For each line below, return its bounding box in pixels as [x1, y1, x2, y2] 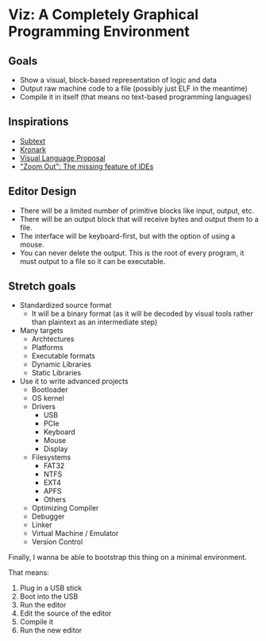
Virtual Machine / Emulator [31, 529, 119, 538]
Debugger [31, 511, 65, 522]
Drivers [31, 402, 56, 411]
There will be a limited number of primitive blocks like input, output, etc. [19, 205, 254, 216]
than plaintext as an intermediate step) [31, 317, 158, 327]
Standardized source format [19, 301, 112, 310]
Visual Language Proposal [19, 153, 106, 162]
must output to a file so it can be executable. [19, 256, 166, 266]
